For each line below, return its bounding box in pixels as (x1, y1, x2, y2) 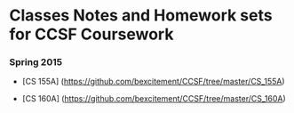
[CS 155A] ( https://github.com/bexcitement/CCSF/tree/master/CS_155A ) (21, 77, 286, 87)
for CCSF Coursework (9, 24, 174, 44)
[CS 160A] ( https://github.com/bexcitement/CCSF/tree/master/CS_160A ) (21, 93, 286, 104)
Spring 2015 (9, 56, 63, 69)
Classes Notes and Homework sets (9, 5, 273, 26)
